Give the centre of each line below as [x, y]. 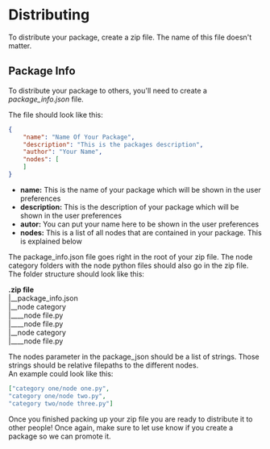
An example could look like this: [61, 373]
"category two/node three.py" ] [61, 403]
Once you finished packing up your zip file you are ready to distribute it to [131, 419]
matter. [20, 45]
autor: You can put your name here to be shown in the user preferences [139, 224]
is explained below [51, 241]
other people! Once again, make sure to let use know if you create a [121, 427]
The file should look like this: [56, 114]
